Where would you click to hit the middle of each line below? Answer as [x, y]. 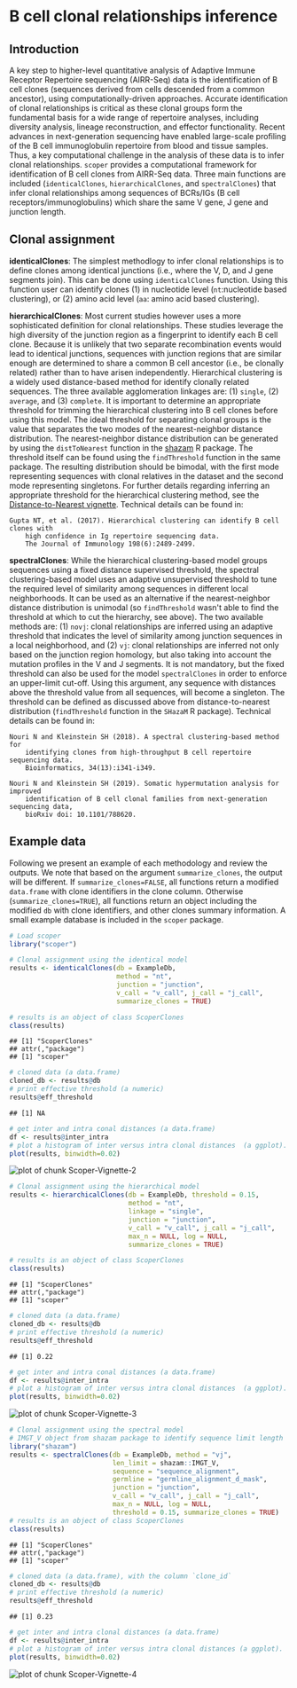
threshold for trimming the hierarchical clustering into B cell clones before [144, 410]
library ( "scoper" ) [43, 944]
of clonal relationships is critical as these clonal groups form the [126, 108]
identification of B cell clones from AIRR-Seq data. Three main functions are [148, 174]
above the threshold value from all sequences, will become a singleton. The [147, 692]
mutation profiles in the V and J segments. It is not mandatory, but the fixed [147, 663]
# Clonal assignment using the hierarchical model [105, 1187]
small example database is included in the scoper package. [117, 919]
